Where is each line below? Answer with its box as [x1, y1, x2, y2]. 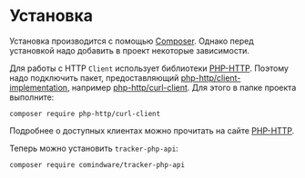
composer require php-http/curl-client [9, 109, 161, 118]
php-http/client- [180, 72, 241, 83]
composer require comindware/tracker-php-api [9, 160, 185, 169]
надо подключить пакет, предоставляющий [9, 72, 179, 83]
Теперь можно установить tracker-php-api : [9, 143, 179, 153]
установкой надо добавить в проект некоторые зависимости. [9, 44, 250, 55]
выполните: [9, 92, 55, 103]
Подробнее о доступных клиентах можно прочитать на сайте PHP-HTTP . [9, 124, 295, 136]
